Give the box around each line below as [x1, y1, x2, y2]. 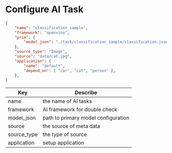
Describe [75, 89, 97, 96]
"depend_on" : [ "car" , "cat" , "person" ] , [24, 68, 116, 73]
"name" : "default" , [24, 63, 66, 69]
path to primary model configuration [42, 114, 130, 121]
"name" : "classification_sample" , [14, 25, 88, 30]
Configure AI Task [5, 4, 83, 15]
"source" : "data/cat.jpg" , [14, 54, 72, 59]
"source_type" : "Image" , [14, 49, 68, 54]
